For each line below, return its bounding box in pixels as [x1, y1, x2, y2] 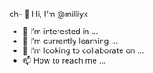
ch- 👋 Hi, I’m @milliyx [9, 9, 88, 19]
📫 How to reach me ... [22, 55, 106, 66]
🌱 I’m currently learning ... [22, 36, 119, 46]
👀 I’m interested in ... [22, 26, 99, 36]
